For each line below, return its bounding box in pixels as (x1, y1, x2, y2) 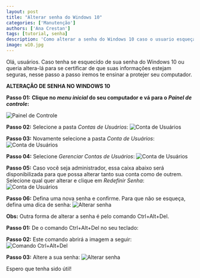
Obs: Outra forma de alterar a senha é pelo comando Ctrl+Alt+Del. (6, 213, 170, 220)
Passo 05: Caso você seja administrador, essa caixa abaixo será (6, 164, 164, 171)
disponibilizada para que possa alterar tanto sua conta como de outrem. (6, 170, 183, 177)
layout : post (6, 8, 39, 15)
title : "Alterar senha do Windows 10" (6, 14, 102, 20)
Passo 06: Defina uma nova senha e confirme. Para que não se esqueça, (6, 195, 186, 202)
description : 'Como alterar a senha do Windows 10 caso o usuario (6, 36, 174, 42)
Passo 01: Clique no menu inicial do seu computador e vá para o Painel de (6, 93, 192, 101)
